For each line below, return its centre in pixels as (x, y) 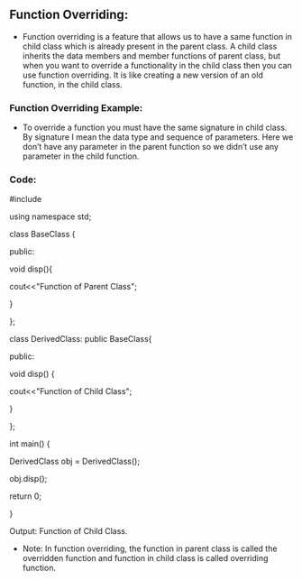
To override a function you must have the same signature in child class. (155, 128)
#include (26, 199)
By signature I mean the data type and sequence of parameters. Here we (158, 137)
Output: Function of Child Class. (69, 531)
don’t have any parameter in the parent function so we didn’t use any (151, 147)
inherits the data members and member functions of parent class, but (151, 55)
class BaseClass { (42, 235)
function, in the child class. (73, 84)
